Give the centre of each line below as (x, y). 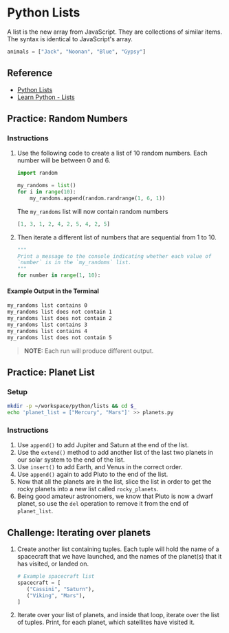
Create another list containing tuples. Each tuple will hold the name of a (118, 549)
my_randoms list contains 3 (47, 325)
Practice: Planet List (51, 372)
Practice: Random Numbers (68, 119)
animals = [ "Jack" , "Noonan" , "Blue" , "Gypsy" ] (77, 52)
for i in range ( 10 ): (46, 192)
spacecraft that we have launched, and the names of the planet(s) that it (119, 557)
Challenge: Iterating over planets (79, 532)
